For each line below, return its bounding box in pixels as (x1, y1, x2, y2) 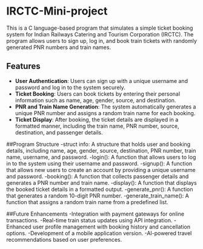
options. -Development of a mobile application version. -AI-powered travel (6, 229, 192, 237)
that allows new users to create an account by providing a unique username (6, 166, 196, 173)
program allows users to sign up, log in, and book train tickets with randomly (6, 37, 197, 44)
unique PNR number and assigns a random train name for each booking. (15, 109, 196, 116)
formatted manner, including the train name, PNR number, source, (15, 122, 179, 130)
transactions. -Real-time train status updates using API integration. (6, 216, 173, 224)
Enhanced (6, 223, 32, 230)
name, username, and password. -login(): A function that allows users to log (6, 153, 196, 161)
